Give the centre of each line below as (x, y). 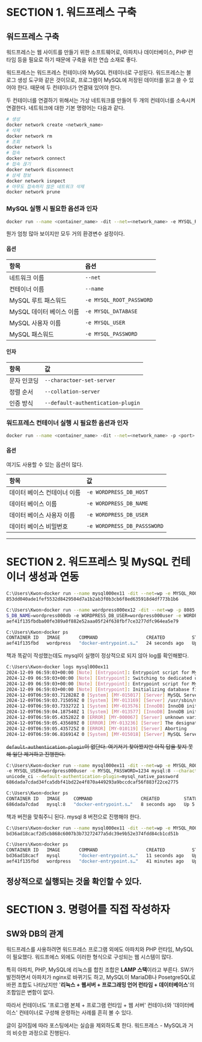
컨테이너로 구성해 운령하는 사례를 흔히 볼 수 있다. (76, 1012)
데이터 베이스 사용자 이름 (42, 515)
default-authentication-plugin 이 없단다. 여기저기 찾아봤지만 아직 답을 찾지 (96, 746)
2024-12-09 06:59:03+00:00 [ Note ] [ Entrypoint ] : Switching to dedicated (99, 678)
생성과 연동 (54, 577)
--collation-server (72, 391)
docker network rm (29, 136)
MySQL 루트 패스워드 (38, 300)
